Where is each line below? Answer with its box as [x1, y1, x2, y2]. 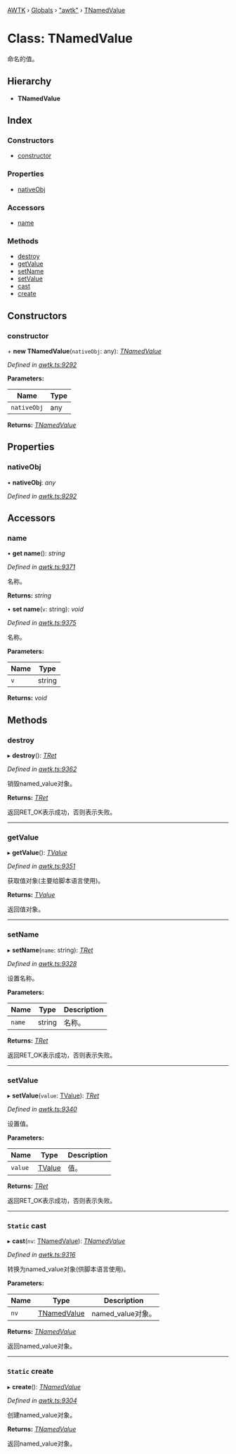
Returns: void [7, 694, 48, 702]
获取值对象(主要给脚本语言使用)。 [7, 877, 105, 885]
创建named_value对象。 [7, 1410, 76, 1419]
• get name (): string [7, 549, 65, 558]
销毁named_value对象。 [7, 780, 76, 788]
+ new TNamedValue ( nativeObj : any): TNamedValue [7, 347, 162, 356]
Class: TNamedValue [7, 31, 133, 46]
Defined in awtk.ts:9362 [7, 765, 77, 773]
